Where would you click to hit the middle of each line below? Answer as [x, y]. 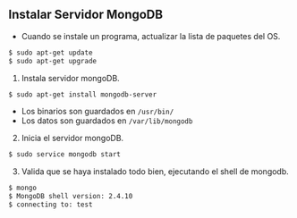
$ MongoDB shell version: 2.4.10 [71, 197]
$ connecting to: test [51, 205]
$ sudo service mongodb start [65, 155]
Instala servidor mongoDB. [70, 78]
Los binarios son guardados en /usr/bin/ [98, 112]
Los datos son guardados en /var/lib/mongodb [107, 121]
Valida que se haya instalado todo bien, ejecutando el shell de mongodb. [155, 172]
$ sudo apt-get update [51, 53]
